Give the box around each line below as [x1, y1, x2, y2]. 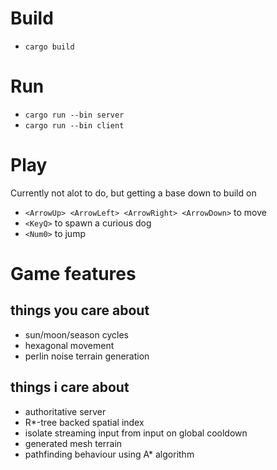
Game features [10, 263, 137, 285]
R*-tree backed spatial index [24, 416, 145, 428]
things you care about [10, 302, 150, 319]
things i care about [10, 379, 130, 396]
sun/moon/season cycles [24, 328, 129, 341]
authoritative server [24, 405, 107, 417]
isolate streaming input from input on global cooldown [24, 427, 248, 439]
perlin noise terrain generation [24, 350, 150, 362]
